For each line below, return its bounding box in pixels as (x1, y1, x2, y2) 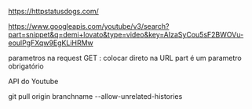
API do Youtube (8, 77, 59, 86)
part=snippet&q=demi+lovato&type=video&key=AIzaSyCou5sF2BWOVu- (8, 30, 244, 39)
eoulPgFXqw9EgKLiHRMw (8, 38, 94, 47)
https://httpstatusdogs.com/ (8, 7, 100, 16)
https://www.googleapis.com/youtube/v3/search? (8, 22, 170, 30)
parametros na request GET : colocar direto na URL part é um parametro (8, 54, 242, 62)
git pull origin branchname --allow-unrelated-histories (8, 92, 183, 100)
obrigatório (8, 62, 45, 71)
